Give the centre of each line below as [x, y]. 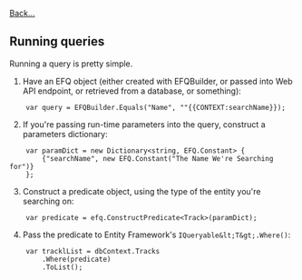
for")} [22, 166]
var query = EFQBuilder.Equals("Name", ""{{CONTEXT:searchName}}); [156, 107]
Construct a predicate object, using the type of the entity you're [141, 191]
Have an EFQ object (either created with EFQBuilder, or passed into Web [157, 81]
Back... [22, 13]
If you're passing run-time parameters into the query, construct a [144, 124]
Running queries [57, 41]
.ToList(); [63, 267]
